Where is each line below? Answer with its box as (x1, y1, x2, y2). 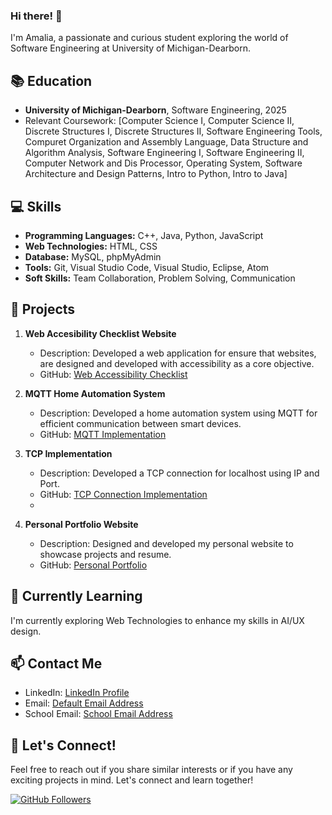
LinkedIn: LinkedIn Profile (24, 687, 130, 699)
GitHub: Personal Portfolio (39, 559, 148, 571)
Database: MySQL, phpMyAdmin (24, 250, 162, 263)
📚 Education (10, 72, 93, 89)
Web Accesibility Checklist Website (24, 327, 177, 339)
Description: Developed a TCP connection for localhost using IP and (39, 467, 320, 479)
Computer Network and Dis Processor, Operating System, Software (24, 157, 303, 169)
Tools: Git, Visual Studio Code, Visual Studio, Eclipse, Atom (24, 261, 270, 273)
